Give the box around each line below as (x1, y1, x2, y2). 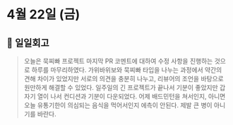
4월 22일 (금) (6, 6, 80, 23)
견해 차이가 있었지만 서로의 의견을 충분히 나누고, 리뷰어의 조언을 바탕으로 (23, 75, 224, 83)
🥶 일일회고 (6, 37, 50, 49)
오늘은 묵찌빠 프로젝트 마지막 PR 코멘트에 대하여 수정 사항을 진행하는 (23, 57, 213, 65)
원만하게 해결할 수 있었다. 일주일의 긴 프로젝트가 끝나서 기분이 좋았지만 (23, 83, 218, 92)
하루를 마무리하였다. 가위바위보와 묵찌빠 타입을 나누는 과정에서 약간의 (31, 66, 222, 74)
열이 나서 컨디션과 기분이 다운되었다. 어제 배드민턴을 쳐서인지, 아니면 (37, 93, 226, 100)
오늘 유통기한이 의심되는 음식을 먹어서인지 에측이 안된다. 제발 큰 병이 (23, 101, 213, 109)
